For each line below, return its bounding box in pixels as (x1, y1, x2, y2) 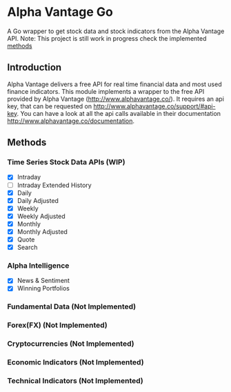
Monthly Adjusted (17, 227, 68, 235)
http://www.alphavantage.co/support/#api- (92, 101, 216, 110)
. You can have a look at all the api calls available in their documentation (17, 109, 221, 117)
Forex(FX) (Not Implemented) (7, 320, 108, 330)
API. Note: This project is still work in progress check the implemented (7, 34, 207, 42)
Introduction (7, 61, 62, 73)
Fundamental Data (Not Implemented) (7, 302, 137, 311)
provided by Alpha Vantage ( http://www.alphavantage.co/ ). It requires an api (7, 95, 224, 103)
